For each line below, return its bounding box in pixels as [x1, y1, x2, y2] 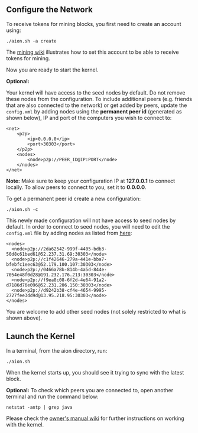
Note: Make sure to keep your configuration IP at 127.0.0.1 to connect [6, 177, 176, 184]
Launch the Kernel [6, 331, 75, 341]
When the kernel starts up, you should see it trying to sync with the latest [6, 369, 184, 376]
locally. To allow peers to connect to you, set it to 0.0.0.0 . [6, 183, 147, 191]
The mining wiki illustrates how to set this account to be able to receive [6, 48, 179, 56]
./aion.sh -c [6, 206, 38, 212]
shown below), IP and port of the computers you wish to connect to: [6, 114, 172, 121]
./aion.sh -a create [6, 38, 57, 44]
